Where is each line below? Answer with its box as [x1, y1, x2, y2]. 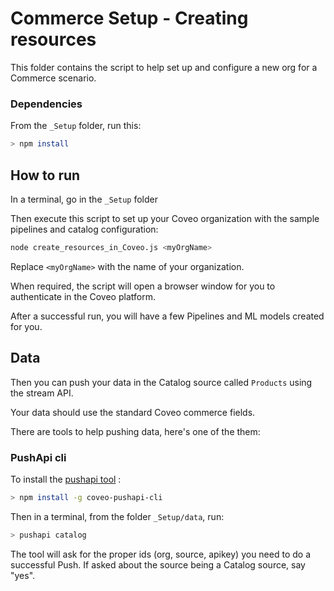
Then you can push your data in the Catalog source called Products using [10, 376, 313, 388]
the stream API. [10, 387, 74, 399]
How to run [10, 167, 81, 184]
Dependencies [10, 97, 83, 111]
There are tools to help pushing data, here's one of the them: [10, 425, 261, 437]
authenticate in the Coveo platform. [10, 290, 156, 302]
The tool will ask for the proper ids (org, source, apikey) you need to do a [10, 548, 311, 560]
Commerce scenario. [10, 72, 97, 84]
